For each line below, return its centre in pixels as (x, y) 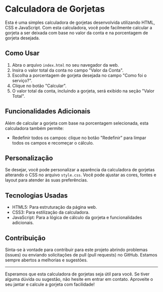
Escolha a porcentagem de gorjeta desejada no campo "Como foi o (79, 75)
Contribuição (25, 238)
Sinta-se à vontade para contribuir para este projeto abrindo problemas (76, 250)
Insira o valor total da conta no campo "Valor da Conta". (68, 70)
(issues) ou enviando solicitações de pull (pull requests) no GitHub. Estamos (81, 255)
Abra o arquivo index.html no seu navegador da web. (65, 65)
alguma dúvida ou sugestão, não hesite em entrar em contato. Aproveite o (79, 279)
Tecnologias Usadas (36, 195)
